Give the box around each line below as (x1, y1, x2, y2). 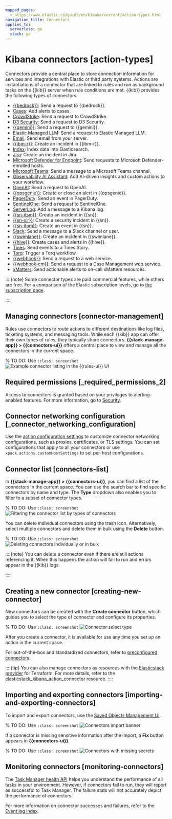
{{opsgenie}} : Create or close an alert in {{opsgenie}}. (12, 190, 127, 196)
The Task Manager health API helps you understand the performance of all (5, 776, 163, 782)
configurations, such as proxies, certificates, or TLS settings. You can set (5, 439, 160, 445)
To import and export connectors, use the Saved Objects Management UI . (5, 712, 161, 718)
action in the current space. (5, 640, 63, 645)
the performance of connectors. (5, 792, 73, 798)
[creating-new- (91, 587, 142, 595)
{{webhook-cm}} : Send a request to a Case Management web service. (12, 261, 162, 267)
